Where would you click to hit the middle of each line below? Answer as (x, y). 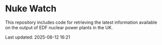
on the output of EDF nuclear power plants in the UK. (59, 27)
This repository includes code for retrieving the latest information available (81, 22)
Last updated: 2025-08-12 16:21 (38, 37)
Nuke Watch (31, 9)
